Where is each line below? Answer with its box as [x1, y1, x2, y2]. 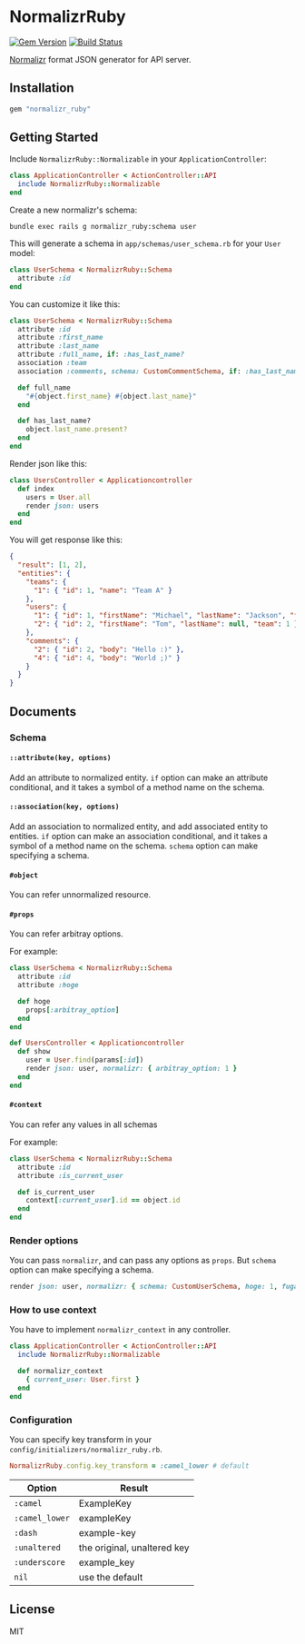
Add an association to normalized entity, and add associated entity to [9, 820, 269, 832]
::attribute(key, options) [9, 754, 112, 763]
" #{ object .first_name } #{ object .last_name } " [25, 391, 197, 401]
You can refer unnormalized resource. [9, 889, 152, 900]
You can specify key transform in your [9, 1434, 152, 1445]
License [9, 1601, 55, 1618]
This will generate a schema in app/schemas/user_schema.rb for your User [9, 238, 281, 249]
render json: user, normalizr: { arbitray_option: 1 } [25, 1065, 238, 1074]
